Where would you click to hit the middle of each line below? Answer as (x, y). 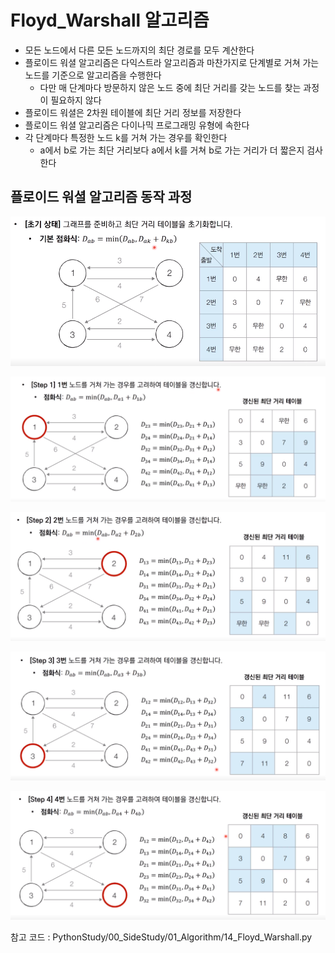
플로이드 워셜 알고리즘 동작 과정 (101, 197)
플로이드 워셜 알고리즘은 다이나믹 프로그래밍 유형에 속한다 (137, 125)
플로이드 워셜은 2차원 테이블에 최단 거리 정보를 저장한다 (133, 112)
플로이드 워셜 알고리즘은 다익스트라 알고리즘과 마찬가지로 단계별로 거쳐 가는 (172, 62)
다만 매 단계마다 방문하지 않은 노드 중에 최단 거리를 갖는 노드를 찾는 (170, 87)
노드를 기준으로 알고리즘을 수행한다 (93, 75)
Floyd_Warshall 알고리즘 (110, 20)
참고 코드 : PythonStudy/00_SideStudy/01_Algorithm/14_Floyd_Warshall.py (161, 937)
